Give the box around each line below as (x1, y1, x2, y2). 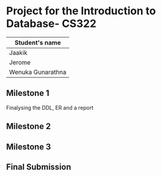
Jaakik (9, 48, 28, 57)
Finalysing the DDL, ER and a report (6, 104, 94, 111)
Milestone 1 (6, 88, 49, 98)
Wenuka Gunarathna (9, 67, 67, 76)
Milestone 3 (6, 141, 51, 152)
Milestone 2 (6, 121, 51, 132)
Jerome (9, 58, 31, 66)
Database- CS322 (6, 17, 96, 30)
